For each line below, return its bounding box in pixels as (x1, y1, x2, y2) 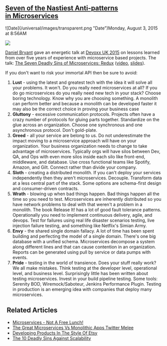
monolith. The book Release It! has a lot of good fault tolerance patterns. (12, 207, 162, 213)
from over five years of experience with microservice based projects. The (5, 54, 157, 60)
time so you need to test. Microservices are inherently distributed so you (12, 196, 162, 202)
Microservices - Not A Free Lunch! (12, 319, 84, 325)
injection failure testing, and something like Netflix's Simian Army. (12, 222, 147, 229)
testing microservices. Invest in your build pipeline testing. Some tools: (12, 276, 158, 282)
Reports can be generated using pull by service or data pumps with (12, 249, 151, 255)
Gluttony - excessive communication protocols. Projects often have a (12, 111, 156, 117)
